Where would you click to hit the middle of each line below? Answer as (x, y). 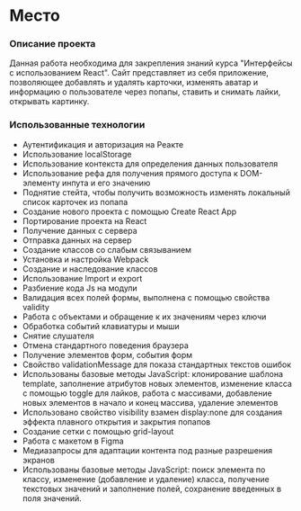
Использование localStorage (77, 154)
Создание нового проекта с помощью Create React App (129, 211)
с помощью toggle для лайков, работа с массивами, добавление (147, 393)
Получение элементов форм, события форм (107, 354)
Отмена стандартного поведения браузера (105, 345)
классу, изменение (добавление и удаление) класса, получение (146, 479)
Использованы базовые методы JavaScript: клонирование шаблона (153, 373)
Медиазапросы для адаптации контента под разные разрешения (147, 450)
